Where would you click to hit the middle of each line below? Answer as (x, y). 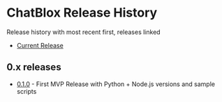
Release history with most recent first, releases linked (84, 32)
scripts (27, 91)
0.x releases (34, 67)
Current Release (40, 45)
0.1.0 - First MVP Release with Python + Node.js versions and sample (116, 84)
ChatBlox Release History (82, 13)
